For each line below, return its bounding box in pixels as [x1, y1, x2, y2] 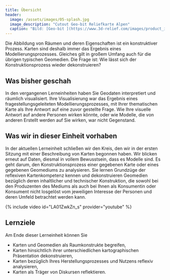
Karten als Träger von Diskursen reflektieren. [12, 269, 106, 275]
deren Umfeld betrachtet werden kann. [5, 194, 86, 200]
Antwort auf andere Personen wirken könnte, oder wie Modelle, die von [5, 111, 154, 117]
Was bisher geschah [5, 77, 71, 85]
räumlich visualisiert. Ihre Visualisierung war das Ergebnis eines [5, 95, 138, 102]
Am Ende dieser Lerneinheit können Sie [5, 232, 88, 238]
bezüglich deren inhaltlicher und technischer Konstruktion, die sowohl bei [5, 177, 158, 183]
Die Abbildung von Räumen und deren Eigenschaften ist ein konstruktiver [5, 40, 158, 46]
